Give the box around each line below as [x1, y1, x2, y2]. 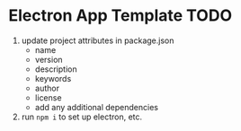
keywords [34, 73, 72, 83]
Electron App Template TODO [8, 5, 233, 26]
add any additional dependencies [34, 101, 159, 112]
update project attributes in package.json [21, 35, 174, 46]
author [34, 83, 60, 93]
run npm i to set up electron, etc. [21, 111, 143, 122]
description [34, 64, 77, 74]
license [34, 92, 62, 103]
